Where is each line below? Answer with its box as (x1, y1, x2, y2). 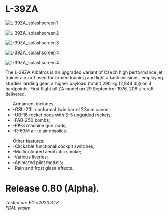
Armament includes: (12, 100, 55, 107)
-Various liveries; (12, 154, 48, 160)
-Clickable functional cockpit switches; (12, 143, 95, 149)
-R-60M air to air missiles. (12, 128, 68, 134)
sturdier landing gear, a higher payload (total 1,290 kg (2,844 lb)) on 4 (5, 80, 152, 86)
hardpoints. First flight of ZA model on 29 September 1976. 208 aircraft (5, 85, 154, 92)
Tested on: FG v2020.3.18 (5, 199, 59, 205)
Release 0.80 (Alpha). (5, 183, 100, 194)
